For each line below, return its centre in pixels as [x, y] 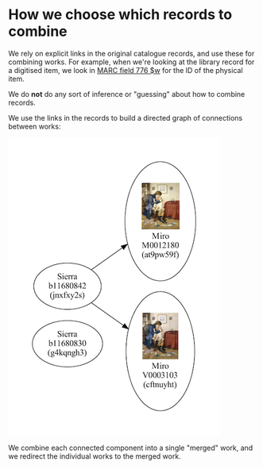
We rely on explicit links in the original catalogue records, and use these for [131, 53]
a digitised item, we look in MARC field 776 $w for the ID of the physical [126, 70]
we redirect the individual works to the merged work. [95, 456]
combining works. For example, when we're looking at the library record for [131, 62]
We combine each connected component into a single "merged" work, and [131, 448]
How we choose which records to [120, 15]
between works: [35, 126]
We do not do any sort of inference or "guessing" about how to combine [127, 94]
